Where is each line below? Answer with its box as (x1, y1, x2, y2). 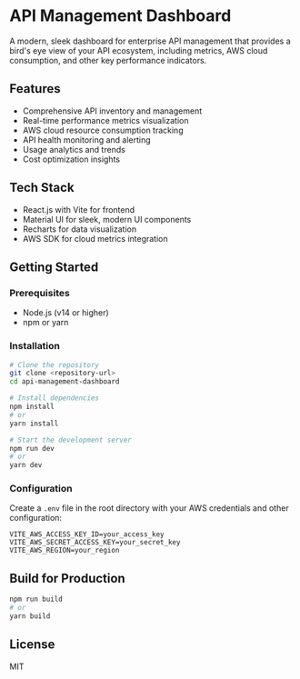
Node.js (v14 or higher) (22, 307, 109, 318)
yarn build (9, 612, 51, 621)
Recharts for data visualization (22, 224, 137, 235)
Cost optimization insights (22, 154, 121, 165)
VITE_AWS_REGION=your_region (9, 546, 120, 555)
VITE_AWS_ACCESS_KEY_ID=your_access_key (9, 530, 165, 539)
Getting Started (9, 259, 99, 275)
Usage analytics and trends (22, 144, 125, 155)
